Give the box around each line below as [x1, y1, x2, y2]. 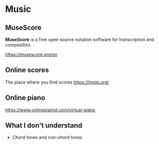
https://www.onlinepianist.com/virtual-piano [5, 107, 95, 113]
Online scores [5, 66, 49, 74]
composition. [5, 42, 32, 48]
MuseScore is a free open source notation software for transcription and [5, 36, 154, 42]
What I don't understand [5, 121, 82, 130]
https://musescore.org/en [5, 51, 58, 57]
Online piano [5, 94, 46, 102]
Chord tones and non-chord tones [12, 135, 82, 141]
